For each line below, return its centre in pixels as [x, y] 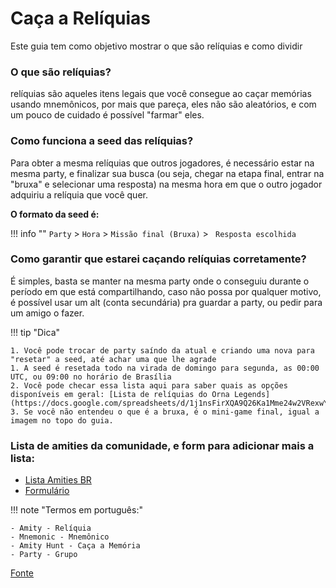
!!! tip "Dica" [35, 332]
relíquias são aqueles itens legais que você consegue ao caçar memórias [161, 94]
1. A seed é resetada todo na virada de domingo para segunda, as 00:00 [165, 368]
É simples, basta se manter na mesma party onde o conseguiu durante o [160, 281]
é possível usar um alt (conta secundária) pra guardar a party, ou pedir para [166, 302]
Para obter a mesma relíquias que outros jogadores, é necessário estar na [162, 163]
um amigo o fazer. [47, 313]
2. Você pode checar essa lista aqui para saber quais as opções [149, 385]
